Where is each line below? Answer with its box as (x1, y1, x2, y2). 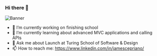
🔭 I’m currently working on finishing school (12, 25, 98, 30)
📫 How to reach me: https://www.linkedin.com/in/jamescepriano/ (12, 45, 144, 51)
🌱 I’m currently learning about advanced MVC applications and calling (12, 30, 153, 36)
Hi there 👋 (5, 4, 29, 11)
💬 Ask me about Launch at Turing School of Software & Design (12, 40, 138, 46)
